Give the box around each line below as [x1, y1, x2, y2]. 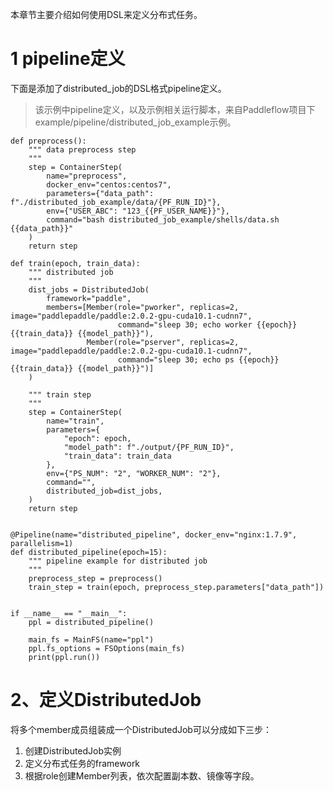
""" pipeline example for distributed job [28, 556, 208, 566]
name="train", [46, 416, 105, 426]
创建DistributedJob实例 [24, 744, 122, 757]
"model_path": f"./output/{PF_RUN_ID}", [63, 442, 235, 452]
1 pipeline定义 [10, 48, 126, 70]
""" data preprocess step [28, 144, 137, 155]
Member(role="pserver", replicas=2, [86, 337, 240, 347]
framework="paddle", [46, 293, 132, 303]
